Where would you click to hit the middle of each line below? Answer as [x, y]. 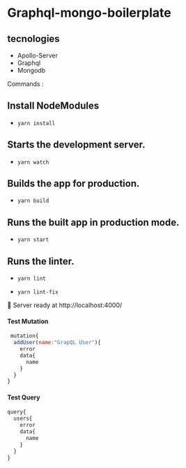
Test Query [24, 397]
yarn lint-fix [38, 292]
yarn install [36, 123]
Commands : [25, 84]
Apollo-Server [37, 55]
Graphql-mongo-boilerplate [90, 13]
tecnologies [34, 39]
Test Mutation [28, 321]
